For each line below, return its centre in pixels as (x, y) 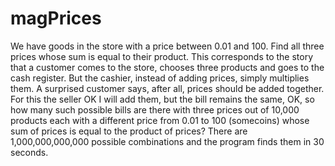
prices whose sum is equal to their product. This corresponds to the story (162, 56)
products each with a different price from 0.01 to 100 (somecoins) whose (160, 120)
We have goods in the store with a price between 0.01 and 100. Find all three (167, 46)
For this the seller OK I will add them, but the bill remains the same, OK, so (162, 99)
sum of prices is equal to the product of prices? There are (129, 131)
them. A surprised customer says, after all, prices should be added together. (167, 88)
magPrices (56, 18)
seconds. (29, 152)
